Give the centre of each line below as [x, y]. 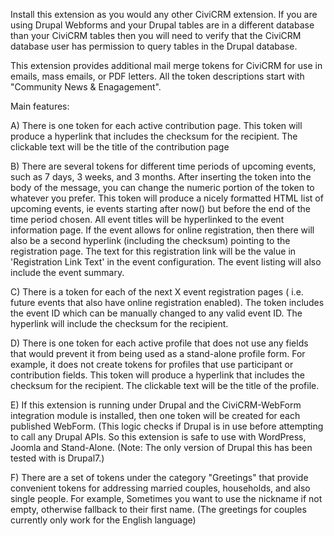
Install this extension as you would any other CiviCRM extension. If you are [164, 14]
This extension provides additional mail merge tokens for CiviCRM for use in [166, 65]
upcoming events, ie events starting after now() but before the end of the [160, 208]
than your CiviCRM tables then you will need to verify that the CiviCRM [156, 35]
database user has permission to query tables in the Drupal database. [154, 46]
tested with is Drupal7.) [57, 458]
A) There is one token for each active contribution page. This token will [156, 125]
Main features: [40, 106]
